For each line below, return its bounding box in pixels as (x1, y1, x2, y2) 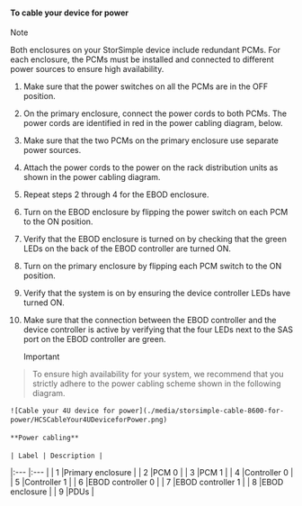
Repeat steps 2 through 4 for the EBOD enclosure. (22, 189, 209, 200)
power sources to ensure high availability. (10, 64, 164, 75)
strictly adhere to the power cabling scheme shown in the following (31, 378, 281, 389)
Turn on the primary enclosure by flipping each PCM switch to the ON (22, 261, 282, 272)
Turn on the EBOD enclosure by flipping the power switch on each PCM (22, 207, 289, 218)
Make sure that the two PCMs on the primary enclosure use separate (22, 135, 280, 146)
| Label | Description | (10, 451, 103, 461)
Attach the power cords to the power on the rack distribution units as (22, 162, 279, 173)
